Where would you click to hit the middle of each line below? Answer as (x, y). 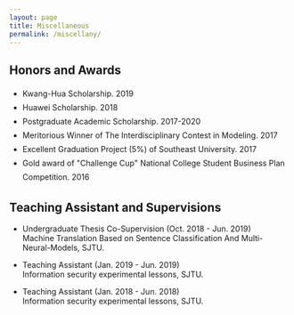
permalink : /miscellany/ (55, 34)
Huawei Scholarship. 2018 (70, 108)
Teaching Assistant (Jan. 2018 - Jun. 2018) (101, 291)
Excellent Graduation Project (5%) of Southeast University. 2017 (139, 149)
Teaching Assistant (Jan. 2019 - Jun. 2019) (101, 265)
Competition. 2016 (56, 177)
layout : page (33, 17)
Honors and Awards (65, 70)
